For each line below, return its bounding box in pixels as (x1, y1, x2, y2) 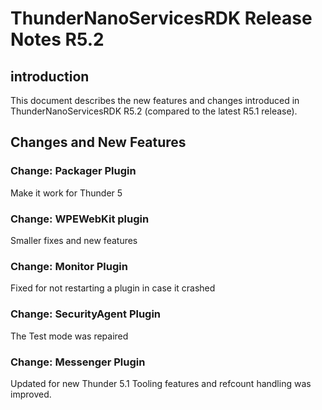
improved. (10, 388, 52, 400)
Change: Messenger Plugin (10, 355, 146, 369)
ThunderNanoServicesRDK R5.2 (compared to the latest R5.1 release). (10, 105, 298, 117)
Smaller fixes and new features (10, 234, 138, 246)
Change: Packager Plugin (10, 164, 137, 178)
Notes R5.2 (10, 28, 105, 51)
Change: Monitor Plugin (10, 259, 128, 273)
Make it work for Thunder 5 (10, 187, 123, 199)
